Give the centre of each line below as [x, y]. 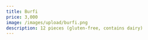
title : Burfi [22, 11]
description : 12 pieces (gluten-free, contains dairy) [75, 28]
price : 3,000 [22, 17]
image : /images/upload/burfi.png [47, 22]
